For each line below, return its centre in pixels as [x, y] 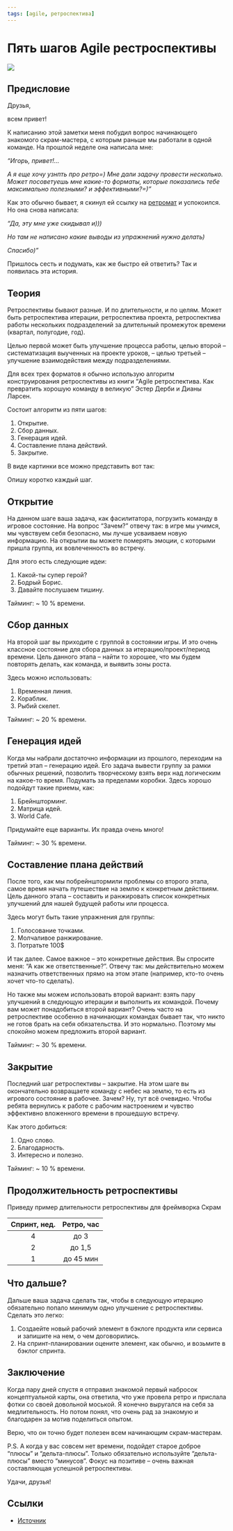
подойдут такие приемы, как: [51, 787]
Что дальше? [37, 1283]
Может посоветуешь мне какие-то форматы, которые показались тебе [114, 182]
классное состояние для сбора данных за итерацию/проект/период [109, 649]
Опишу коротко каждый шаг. [50, 480]
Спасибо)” [23, 251]
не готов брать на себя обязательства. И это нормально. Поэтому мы [112, 1024]
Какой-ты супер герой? [52, 575]
